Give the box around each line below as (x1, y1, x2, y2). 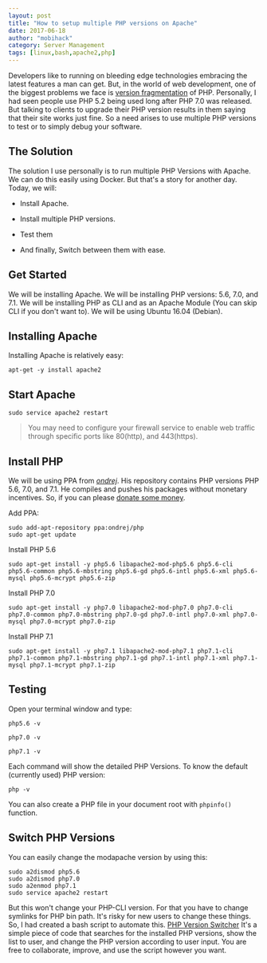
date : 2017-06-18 (8, 26, 66, 34)
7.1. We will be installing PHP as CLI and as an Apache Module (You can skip (8, 297, 257, 308)
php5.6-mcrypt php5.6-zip (29, 575, 116, 583)
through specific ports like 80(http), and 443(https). (27, 432, 198, 441)
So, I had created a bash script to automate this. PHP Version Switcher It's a (8, 920, 257, 929)
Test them (19, 229, 53, 239)
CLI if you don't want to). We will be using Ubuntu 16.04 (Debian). (8, 306, 223, 316)
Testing (8, 682, 47, 696)
